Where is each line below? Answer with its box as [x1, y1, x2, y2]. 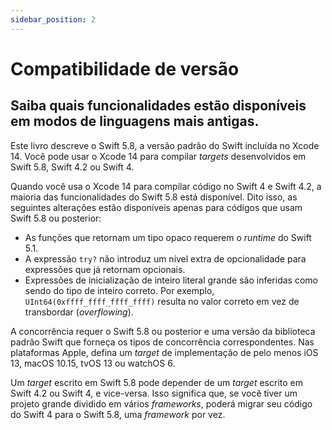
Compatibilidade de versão [10, 57, 240, 80]
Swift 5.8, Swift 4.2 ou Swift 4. [10, 161, 135, 173]
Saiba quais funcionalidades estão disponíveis [10, 97, 307, 115]
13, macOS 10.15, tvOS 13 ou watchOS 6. [10, 357, 176, 369]
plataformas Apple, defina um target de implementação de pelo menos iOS [10, 346, 319, 358]
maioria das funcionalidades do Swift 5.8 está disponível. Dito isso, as [10, 191, 298, 203]
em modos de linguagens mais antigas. [10, 113, 260, 130]
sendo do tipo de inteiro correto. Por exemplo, [24, 284, 215, 296]
